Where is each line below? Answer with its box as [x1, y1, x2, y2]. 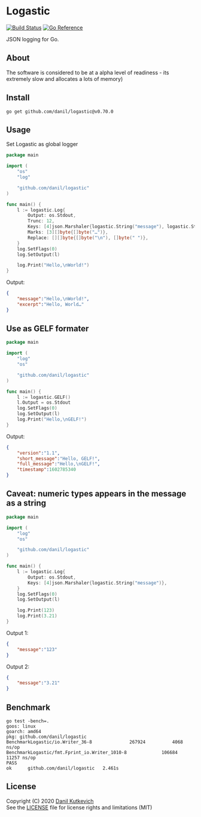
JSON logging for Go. [6, 35, 59, 43]
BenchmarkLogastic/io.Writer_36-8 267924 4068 [6, 739, 184, 745]
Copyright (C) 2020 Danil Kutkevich [6, 797, 94, 804]
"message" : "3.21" [17, 680, 60, 686]
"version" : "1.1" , [17, 450, 60, 456]
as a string [6, 498, 47, 509]
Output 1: [6, 629, 29, 636]
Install [6, 93, 30, 103]
